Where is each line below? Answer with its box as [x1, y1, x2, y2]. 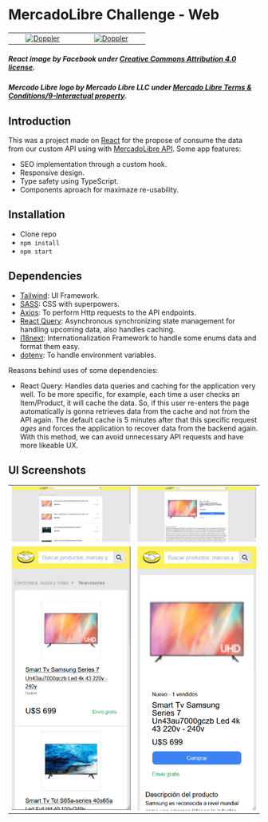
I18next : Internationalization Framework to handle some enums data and [19, 333, 257, 343]
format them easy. [19, 341, 81, 351]
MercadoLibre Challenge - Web [8, 6, 219, 24]
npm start [19, 248, 53, 256]
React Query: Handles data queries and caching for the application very [19, 381, 256, 391]
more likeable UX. [19, 440, 78, 450]
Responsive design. [19, 168, 85, 177]
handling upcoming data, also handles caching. [19, 324, 175, 334]
